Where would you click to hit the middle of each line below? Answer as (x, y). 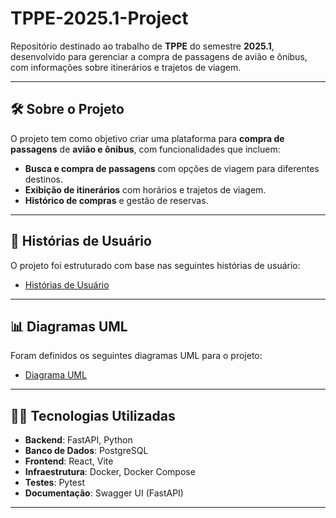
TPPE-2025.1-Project (99, 18)
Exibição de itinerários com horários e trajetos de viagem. (145, 189)
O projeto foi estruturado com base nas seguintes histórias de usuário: (155, 265)
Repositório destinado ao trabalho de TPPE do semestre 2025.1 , (142, 46)
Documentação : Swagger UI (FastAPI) (104, 493)
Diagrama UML (55, 375)
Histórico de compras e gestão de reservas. (116, 200)
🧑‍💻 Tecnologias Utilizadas (93, 415)
